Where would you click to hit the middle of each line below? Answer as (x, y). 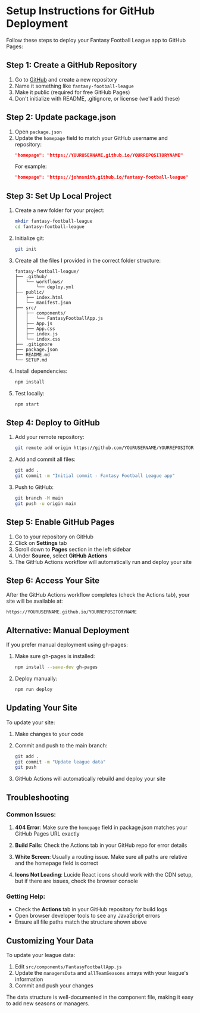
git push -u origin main (46, 504)
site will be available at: (35, 601)
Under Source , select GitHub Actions (61, 556)
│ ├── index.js (36, 334)
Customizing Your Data (50, 941)
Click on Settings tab (41, 543)
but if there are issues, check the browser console (76, 881)
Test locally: (29, 393)
